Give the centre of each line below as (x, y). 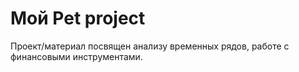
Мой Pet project (78, 18)
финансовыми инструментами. (76, 56)
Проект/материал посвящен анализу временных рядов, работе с (150, 46)
